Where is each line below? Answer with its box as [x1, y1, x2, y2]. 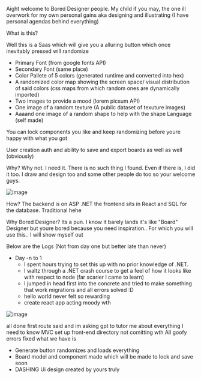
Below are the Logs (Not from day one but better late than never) [6, 243, 167, 250]
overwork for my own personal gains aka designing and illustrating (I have [6, 11, 189, 19]
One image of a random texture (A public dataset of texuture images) [14, 104, 186, 111]
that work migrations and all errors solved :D [23, 287, 134, 293]
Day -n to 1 [14, 255, 42, 261]
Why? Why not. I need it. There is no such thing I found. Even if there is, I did [6, 165, 196, 171]
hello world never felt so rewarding [23, 293, 110, 300]
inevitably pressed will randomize [6, 47, 89, 55]
